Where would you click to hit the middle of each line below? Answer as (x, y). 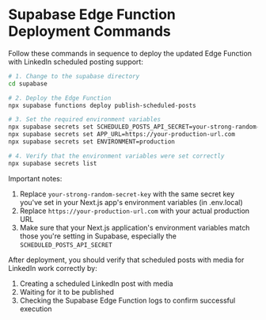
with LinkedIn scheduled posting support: (76, 62)
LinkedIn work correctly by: (53, 268)
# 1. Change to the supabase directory (74, 76)
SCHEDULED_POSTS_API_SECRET (66, 245)
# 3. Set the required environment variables (84, 120)
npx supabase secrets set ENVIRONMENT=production (92, 142)
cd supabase (28, 84)
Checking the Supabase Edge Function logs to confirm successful (127, 300)
